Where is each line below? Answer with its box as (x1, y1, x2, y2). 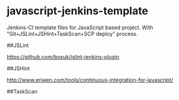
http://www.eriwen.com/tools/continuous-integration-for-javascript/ (7, 76, 174, 83)
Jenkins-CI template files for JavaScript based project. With (7, 24, 153, 31)
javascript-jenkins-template (7, 4, 149, 18)
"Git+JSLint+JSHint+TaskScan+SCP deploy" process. (7, 30, 139, 37)
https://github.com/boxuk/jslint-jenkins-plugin (7, 53, 120, 60)
